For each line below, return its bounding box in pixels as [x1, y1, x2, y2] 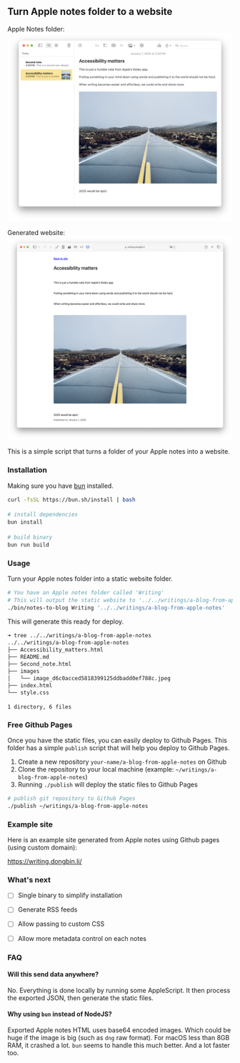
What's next [7, 874, 51, 884]
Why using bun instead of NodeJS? [7, 1010, 112, 1019]
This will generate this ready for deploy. [7, 617, 124, 626]
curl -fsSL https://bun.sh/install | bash [7, 496, 136, 503]
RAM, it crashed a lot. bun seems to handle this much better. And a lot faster [7, 1041, 231, 1049]
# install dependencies [7, 511, 79, 519]
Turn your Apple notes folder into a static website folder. [7, 574, 173, 583]
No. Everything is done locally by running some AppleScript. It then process [7, 986, 231, 994]
